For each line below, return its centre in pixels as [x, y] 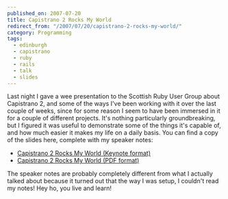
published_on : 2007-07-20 [44, 13]
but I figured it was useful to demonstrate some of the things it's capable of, [114, 125]
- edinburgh [30, 45]
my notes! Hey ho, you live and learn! [59, 188]
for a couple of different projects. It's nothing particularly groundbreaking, [111, 118]
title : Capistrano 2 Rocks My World [59, 20]
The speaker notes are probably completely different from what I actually [110, 174]
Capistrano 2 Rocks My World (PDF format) [78, 161]
